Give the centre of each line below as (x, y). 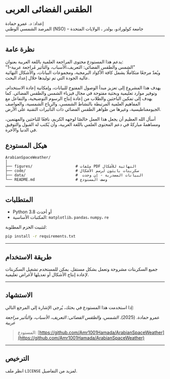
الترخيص (17, 358)
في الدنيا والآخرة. (21, 130)
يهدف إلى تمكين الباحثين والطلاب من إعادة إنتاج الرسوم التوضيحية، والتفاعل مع (79, 98)
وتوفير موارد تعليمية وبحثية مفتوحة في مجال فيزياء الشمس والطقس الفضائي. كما (81, 93)
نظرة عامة (20, 49)
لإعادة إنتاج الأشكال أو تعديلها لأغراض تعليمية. (47, 275)
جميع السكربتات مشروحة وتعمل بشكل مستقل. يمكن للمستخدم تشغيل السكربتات (81, 269)
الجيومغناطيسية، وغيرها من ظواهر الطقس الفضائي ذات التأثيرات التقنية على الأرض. (83, 109)
